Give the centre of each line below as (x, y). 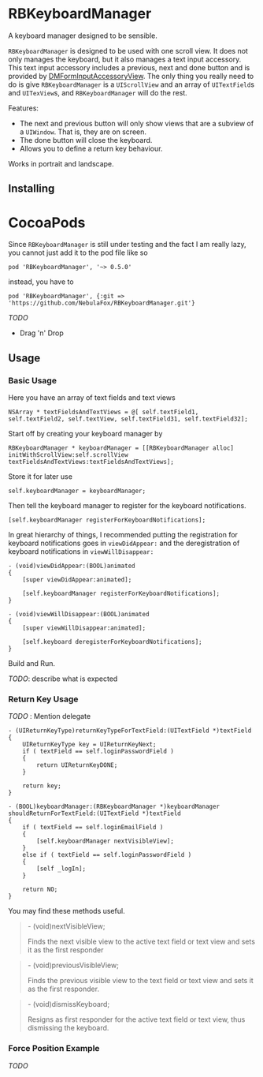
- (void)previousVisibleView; (73, 965)
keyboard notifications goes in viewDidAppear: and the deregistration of (124, 543)
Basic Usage (33, 380)
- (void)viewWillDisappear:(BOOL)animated (79, 614)
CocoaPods (47, 223)
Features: (24, 108)
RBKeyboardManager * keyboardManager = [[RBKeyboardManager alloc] (121, 448)
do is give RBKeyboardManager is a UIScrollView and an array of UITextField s (131, 84)
